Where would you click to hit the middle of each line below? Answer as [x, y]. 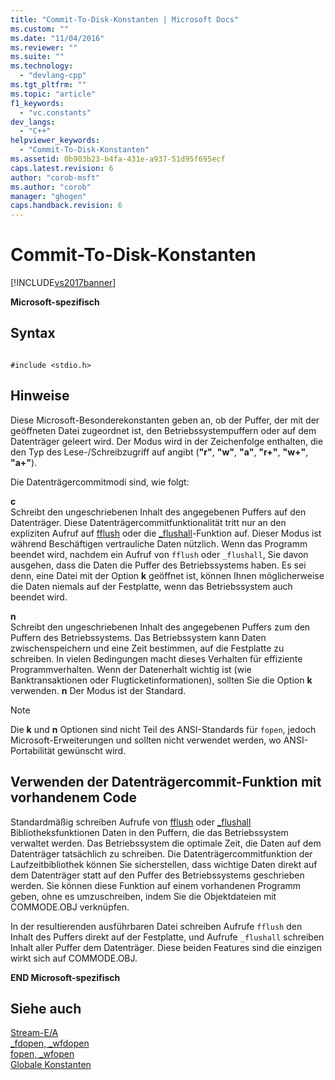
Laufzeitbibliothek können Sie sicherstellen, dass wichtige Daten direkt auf [164, 864]
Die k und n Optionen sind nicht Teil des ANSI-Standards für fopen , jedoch [163, 729]
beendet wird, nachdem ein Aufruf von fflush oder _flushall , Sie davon [159, 554]
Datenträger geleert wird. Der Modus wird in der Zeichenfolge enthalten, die [167, 441]
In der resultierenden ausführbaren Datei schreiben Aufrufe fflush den [156, 926]
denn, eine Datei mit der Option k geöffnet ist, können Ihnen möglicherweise [167, 575]
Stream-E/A [34, 1033]
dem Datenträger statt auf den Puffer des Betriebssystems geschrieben [157, 875]
